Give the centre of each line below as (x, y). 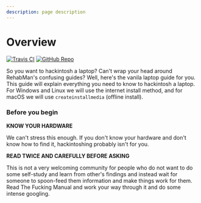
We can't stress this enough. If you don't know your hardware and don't (97, 137)
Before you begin (32, 112)
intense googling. (28, 193)
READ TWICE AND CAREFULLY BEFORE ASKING (68, 155)
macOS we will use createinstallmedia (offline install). (75, 97)
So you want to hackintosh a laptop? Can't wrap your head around (89, 71)
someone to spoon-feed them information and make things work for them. (100, 180)
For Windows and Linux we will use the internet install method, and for (94, 90)
